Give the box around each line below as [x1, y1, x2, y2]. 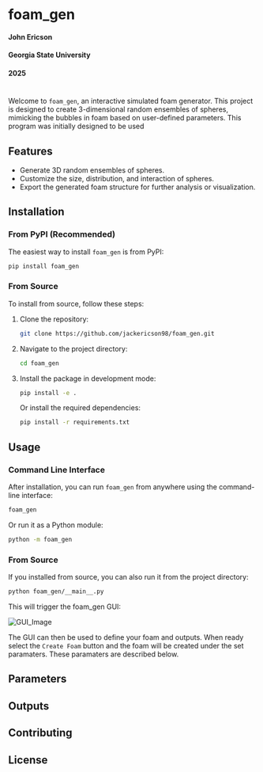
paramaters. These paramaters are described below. [8, 649, 179, 659]
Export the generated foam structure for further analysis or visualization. [19, 182, 256, 192]
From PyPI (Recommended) [8, 229, 116, 240]
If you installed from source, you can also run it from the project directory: [8, 572, 249, 582]
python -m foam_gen [8, 535, 73, 543]
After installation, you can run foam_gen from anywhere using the [8, 482, 217, 492]
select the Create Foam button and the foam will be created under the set [8, 641, 244, 650]
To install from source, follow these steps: [8, 299, 145, 308]
